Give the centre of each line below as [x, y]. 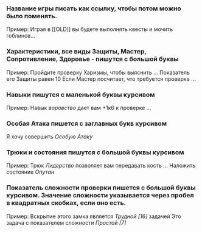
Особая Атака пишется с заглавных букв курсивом [87, 123]
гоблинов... [21, 36]
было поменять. [32, 16]
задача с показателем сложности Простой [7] [66, 222]
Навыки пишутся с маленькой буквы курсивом [81, 94]
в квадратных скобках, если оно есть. [66, 203]
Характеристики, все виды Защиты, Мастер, [76, 52]
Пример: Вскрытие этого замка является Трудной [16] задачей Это [94, 216]
